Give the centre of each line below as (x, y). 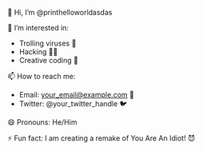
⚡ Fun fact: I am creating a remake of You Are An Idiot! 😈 (101, 138)
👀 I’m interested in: (38, 28)
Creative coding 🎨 (49, 60)
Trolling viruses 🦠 (48, 43)
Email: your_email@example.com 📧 (77, 95)
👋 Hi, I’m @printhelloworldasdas (60, 12)
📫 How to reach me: (42, 76)
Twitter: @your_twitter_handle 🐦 (73, 103)
